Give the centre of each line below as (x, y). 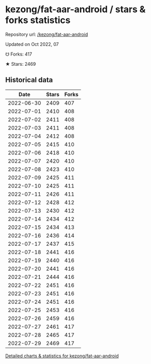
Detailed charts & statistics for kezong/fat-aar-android (62, 356)
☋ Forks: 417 (19, 54)
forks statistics (38, 20)
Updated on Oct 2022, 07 (32, 44)
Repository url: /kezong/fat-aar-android (47, 34)
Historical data (29, 80)
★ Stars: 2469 (21, 64)
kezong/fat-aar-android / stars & (75, 9)
